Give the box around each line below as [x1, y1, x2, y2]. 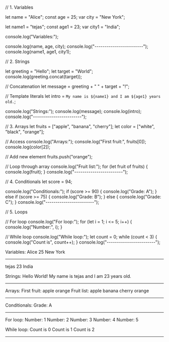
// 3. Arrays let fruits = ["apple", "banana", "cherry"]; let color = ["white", [5, 124, 155, 129]
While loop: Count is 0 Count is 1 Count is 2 [5, 326, 95, 332]
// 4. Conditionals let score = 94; [5, 179, 72, 185]
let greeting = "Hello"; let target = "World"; [5, 68, 94, 74]
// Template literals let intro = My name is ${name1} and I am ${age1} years [5, 93, 161, 99]
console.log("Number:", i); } [5, 224, 63, 230]
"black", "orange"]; [5, 129, 44, 135]
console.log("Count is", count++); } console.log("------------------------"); [5, 239, 161, 245]
